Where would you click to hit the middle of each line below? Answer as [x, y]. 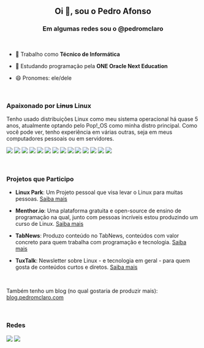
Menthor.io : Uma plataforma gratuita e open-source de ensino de [98, 211]
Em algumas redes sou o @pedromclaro [103, 29]
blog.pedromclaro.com [35, 298]
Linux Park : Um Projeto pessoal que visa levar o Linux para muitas [99, 192]
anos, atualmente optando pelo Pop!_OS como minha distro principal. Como [102, 125]
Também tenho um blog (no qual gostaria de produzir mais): [82, 291]
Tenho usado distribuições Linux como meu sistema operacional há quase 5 [102, 119]
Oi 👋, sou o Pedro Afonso [103, 11]
